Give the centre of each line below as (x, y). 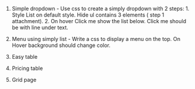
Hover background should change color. (61, 45)
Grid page (24, 80)
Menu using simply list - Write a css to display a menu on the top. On (96, 39)
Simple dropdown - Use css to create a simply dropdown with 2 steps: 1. (100, 9)
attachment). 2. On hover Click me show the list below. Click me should (99, 21)
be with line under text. (40, 27)
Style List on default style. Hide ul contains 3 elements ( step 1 (88, 15)
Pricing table (27, 68)
